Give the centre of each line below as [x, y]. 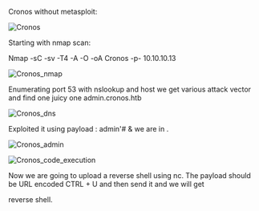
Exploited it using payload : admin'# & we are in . [89, 129]
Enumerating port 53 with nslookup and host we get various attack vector [129, 89]
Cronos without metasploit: [53, 12]
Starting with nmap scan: [49, 43]
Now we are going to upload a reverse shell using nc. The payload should [129, 175]
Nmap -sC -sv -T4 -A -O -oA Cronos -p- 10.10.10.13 [92, 58]
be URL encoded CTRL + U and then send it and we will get [106, 184]
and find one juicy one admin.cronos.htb [75, 98]
